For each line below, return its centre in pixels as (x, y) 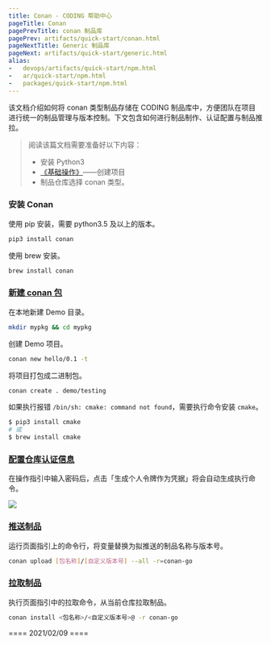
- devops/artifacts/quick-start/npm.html (83, 69)
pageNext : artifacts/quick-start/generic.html (88, 53)
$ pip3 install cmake (45, 422)
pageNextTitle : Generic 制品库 (59, 46)
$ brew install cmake (45, 437)
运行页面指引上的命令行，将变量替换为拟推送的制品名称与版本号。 (118, 546)
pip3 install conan (41, 239)
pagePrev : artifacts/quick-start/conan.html (84, 38)
